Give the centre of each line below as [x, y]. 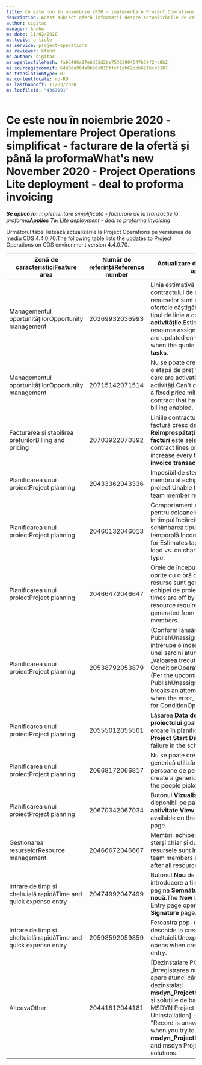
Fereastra [164, 922]
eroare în [163, 730]
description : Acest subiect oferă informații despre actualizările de [96, 17]
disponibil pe [168, 803]
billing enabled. [172, 408]
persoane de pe [173, 770]
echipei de [165, 590]
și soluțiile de [169, 1000]
